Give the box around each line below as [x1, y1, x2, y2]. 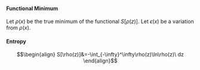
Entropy [6, 37, 27, 44]
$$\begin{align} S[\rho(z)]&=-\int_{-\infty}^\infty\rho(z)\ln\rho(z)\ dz [17, 51, 184, 58]
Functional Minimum [6, 5, 59, 12]
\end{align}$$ [83, 57, 118, 65]
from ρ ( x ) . [6, 24, 31, 31]
